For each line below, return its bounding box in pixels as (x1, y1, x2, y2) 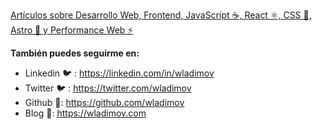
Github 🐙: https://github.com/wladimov (24, 97, 185, 108)
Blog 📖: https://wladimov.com (24, 107, 147, 119)
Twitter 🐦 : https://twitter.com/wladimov (24, 82, 192, 94)
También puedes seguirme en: (10, 47, 140, 59)
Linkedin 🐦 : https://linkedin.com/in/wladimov (24, 67, 215, 79)
